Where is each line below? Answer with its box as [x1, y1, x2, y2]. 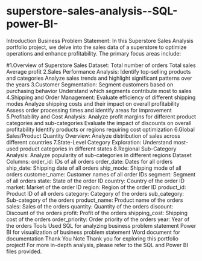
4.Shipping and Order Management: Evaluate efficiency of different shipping [6, 94, 196, 101]
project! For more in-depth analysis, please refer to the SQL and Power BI [6, 241, 189, 248]
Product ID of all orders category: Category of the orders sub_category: [6, 190, 185, 197]
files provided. [6, 248, 42, 255]
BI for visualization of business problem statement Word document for [6, 228, 181, 236]
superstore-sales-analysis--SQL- [6, 4, 178, 18]
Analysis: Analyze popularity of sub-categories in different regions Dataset [6, 151, 192, 158]
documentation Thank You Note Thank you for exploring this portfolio [6, 234, 179, 242]
